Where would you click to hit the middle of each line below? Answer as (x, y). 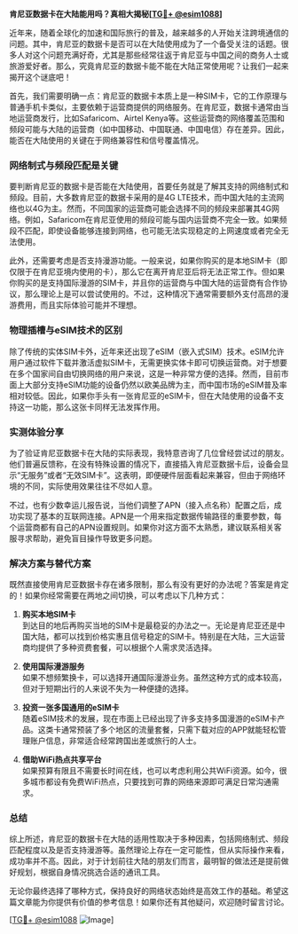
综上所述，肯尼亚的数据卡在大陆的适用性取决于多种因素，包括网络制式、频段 (149, 839)
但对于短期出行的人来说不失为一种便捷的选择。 (107, 689)
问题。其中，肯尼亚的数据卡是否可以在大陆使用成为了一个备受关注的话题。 (145, 44)
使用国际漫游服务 (53, 667)
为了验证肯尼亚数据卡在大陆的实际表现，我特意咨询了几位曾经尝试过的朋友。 (149, 452)
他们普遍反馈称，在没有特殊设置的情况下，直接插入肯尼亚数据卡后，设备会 (145, 464)
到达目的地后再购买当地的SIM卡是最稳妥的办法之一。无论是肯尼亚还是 (149, 625)
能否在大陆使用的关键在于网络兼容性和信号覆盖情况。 (106, 140)
